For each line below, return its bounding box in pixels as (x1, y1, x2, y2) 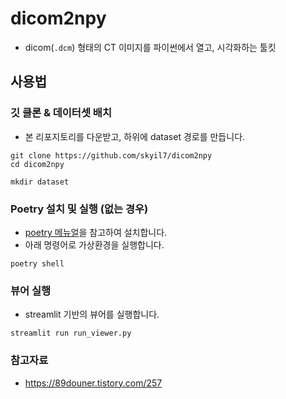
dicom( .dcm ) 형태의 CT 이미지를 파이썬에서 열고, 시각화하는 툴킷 (24, 41, 277, 53)
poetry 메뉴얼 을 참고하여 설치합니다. (24, 226, 168, 238)
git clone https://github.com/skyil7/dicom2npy (10, 150, 213, 161)
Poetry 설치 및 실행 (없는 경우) (10, 202, 149, 216)
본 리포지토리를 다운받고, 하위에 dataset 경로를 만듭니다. (24, 130, 246, 142)
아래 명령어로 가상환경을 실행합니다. (24, 238, 165, 251)
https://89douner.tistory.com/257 (24, 377, 163, 389)
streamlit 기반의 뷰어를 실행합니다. (24, 308, 160, 321)
